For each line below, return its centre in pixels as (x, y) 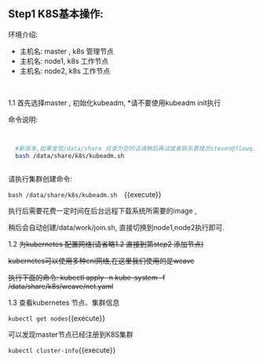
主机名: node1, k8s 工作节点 (64, 60)
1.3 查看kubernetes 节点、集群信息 (64, 303)
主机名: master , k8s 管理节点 (66, 51)
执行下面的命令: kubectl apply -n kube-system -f (87, 278)
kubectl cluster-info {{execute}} (62, 350)
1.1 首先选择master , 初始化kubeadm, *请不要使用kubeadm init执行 (115, 102)
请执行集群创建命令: (40, 179)
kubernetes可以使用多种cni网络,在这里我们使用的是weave (101, 261)
